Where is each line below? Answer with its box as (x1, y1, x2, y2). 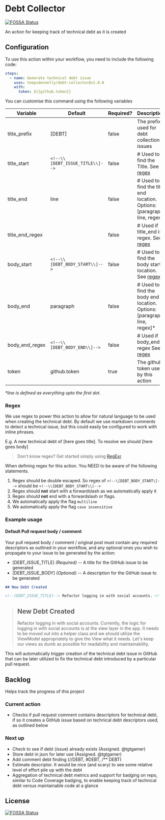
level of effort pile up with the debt (12, 767, 82, 773)
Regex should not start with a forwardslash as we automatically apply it (12, 488, 157, 494)
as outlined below (12, 722, 48, 728)
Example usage (5, 516, 43, 523)
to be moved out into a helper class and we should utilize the (17, 631, 140, 637)
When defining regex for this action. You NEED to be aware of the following (5, 463, 157, 469)
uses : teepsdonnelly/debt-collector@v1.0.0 (14, 80, 105, 85)
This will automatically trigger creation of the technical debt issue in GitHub (5, 651, 157, 656)
